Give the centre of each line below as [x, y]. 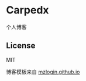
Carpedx [27, 10]
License [21, 46]
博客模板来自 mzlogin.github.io [43, 72]
